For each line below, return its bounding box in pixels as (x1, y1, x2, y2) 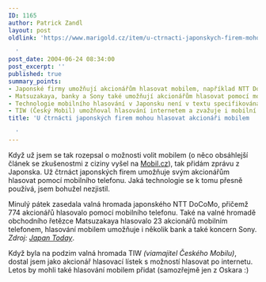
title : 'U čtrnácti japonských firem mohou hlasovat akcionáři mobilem (8, 114, 249, 123)
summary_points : (8, 77, 62, 86)
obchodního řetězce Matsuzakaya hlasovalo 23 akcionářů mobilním (8, 215, 228, 226)
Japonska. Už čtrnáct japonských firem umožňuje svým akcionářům (8, 167, 230, 177)
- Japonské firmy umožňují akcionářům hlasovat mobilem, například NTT (8, 85, 249, 93)
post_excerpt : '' (8, 63, 66, 71)
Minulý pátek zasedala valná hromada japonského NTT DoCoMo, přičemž (8, 199, 249, 208)
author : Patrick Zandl (8, 19, 83, 27)
